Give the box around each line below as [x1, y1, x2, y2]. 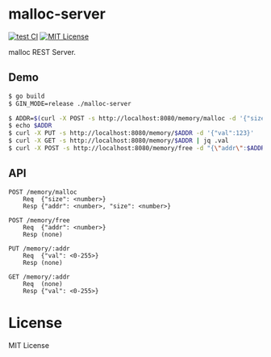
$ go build [8, 92, 45, 100]
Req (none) [23, 279, 63, 288]
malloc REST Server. [8, 47, 77, 57]
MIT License [8, 340, 50, 350]
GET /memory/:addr [8, 272, 70, 281]
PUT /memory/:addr [8, 244, 70, 253]
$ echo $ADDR [8, 122, 52, 130]
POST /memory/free [8, 216, 70, 225]
